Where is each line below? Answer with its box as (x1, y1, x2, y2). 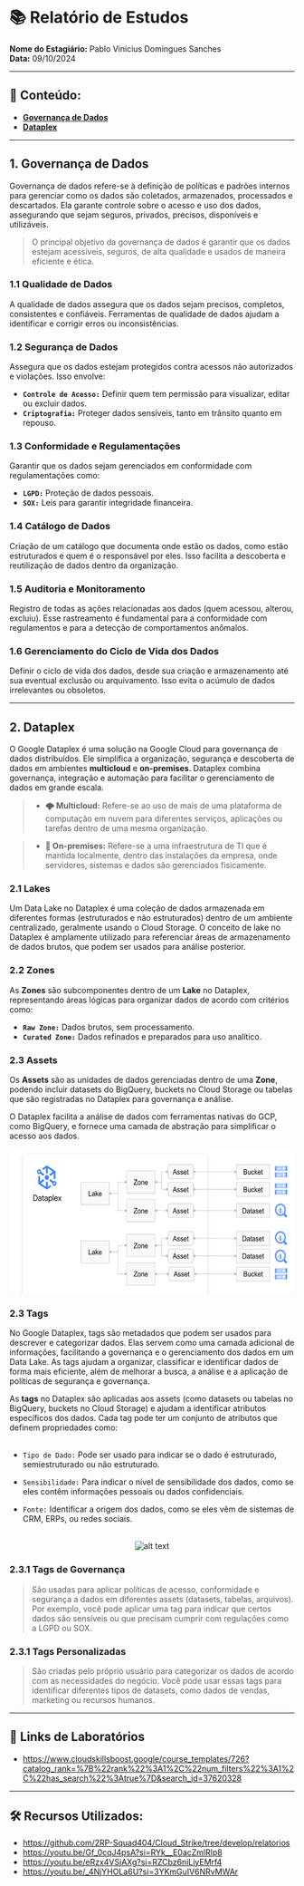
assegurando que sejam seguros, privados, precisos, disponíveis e (9, 209, 259, 220)
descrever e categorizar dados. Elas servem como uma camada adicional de (9, 1338, 295, 1349)
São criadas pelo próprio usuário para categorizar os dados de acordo (31, 1665, 294, 1677)
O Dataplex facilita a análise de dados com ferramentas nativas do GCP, (9, 1111, 278, 1122)
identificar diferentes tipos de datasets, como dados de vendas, (31, 1685, 270, 1696)
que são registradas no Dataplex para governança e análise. (9, 1094, 233, 1105)
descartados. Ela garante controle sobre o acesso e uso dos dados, (9, 199, 261, 210)
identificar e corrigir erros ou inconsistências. (9, 318, 179, 329)
